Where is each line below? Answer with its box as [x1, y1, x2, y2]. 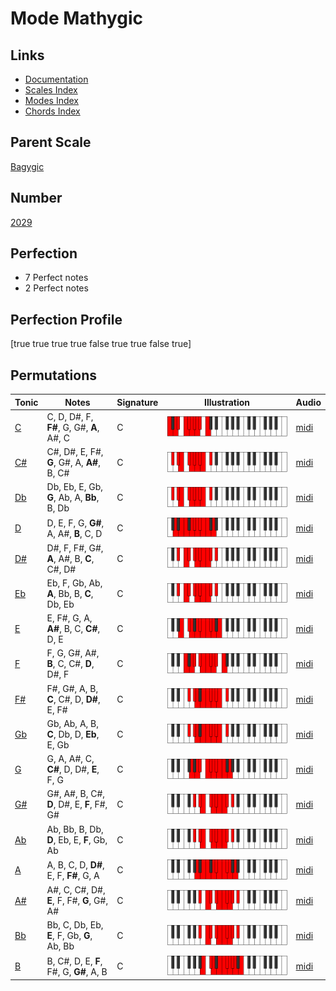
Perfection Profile [10, 311, 123, 328]
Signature [116, 396, 159, 408]
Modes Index [24, 95, 79, 106]
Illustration [203, 396, 251, 408]
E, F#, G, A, [46, 612, 93, 624]
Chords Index [24, 105, 81, 117]
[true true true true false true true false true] [10, 338, 192, 350]
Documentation [24, 73, 89, 85]
